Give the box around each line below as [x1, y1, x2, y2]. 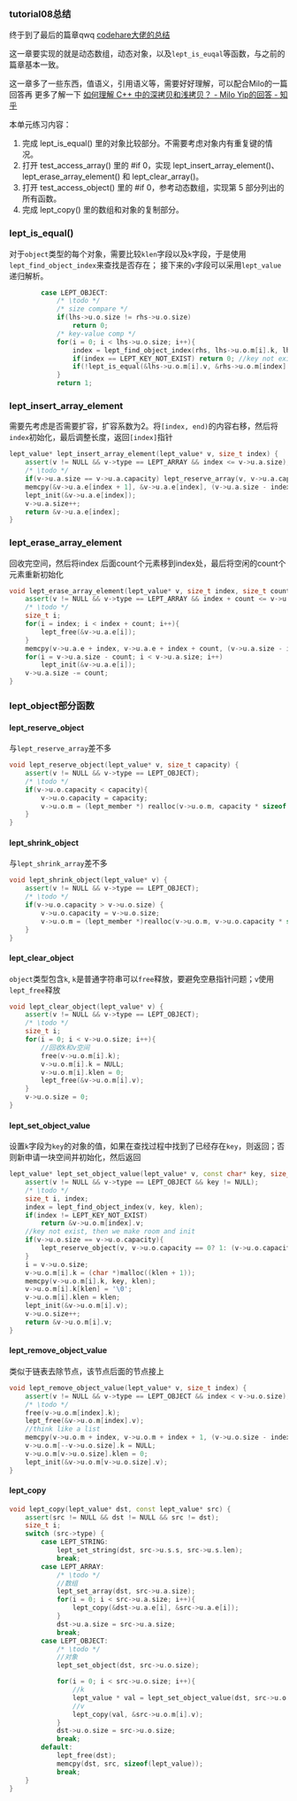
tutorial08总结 [9, 7, 72, 19]
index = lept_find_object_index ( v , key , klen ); [25, 1202, 203, 1211]
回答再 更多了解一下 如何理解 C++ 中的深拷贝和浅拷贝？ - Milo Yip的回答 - [9, 89, 278, 100]
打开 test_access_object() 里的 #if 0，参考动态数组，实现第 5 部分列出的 [21, 182, 285, 193]
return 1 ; [56, 379, 93, 388]
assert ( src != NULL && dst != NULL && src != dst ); [25, 1512, 219, 1522]
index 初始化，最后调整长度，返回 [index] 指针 [9, 432, 173, 443]
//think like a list [25, 1425, 101, 1434]
